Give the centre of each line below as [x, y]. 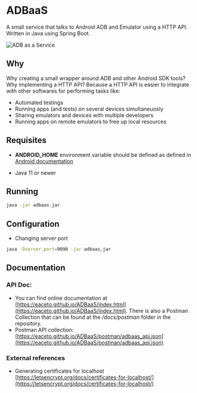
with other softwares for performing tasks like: [63, 91]
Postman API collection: [44, 330]
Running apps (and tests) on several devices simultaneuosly [89, 109]
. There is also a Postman [157, 310]
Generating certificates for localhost [60, 371]
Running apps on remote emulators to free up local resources [90, 121]
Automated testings [39, 102]
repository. [28, 323]
